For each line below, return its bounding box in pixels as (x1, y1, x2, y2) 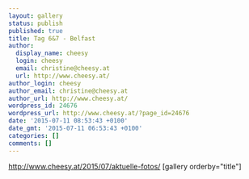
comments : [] (8, 139, 53, 148)
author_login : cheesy (8, 79, 82, 87)
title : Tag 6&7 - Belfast (8, 34, 95, 43)
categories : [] (8, 131, 60, 139)
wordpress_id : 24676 (8, 102, 78, 110)
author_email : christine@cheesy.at (8, 86, 129, 95)
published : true (8, 27, 63, 35)
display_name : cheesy (15, 49, 89, 57)
